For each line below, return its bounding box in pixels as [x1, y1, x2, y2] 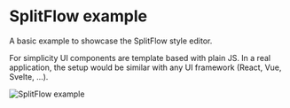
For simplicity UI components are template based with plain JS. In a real [9, 52, 271, 63]
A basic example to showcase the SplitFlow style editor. [9, 35, 213, 46]
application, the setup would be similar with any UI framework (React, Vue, [9, 62, 282, 73]
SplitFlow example [9, 6, 148, 27]
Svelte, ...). [9, 71, 49, 81]
